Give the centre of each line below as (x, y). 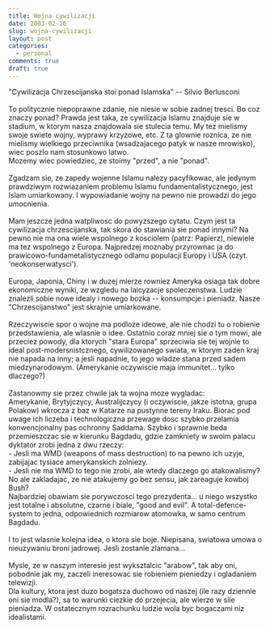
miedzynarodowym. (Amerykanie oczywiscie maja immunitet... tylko (122, 367)
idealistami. (27, 617)
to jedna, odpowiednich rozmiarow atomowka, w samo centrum (140, 513)
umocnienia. (29, 203)
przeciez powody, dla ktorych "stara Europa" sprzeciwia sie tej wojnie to (129, 341)
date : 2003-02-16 (38, 23)
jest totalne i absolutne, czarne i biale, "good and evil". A (102, 505)
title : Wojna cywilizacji (52, 16)
